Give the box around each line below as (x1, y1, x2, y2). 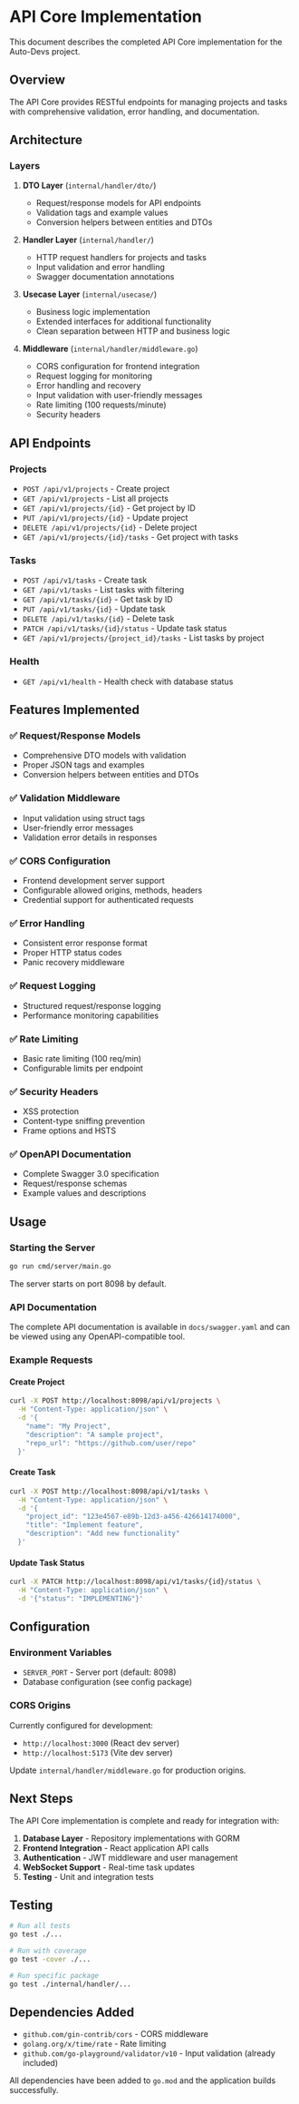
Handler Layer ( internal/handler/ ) (22, 234, 154, 246)
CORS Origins (9, 1699, 71, 1712)
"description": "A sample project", (25, 1430, 165, 1439)
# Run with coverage (9, 1946, 88, 1956)
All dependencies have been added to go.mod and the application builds (9, 2075, 276, 2086)
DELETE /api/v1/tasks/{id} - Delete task (22, 613, 175, 624)
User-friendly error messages (22, 822, 134, 833)
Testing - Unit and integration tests (22, 1871, 154, 1882)
